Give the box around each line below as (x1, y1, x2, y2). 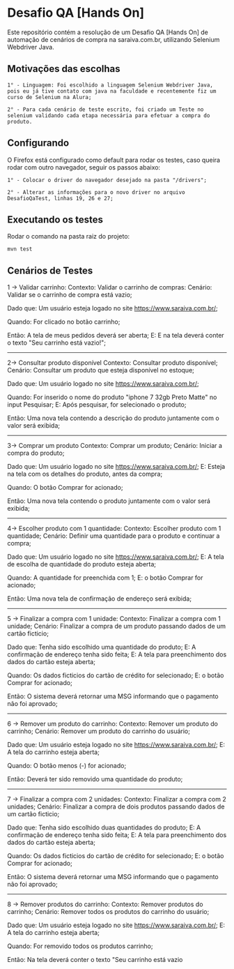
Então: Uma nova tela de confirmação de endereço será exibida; (7, 594, 192, 603)
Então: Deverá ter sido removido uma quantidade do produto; (7, 775, 183, 783)
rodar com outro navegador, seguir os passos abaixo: (7, 163, 161, 172)
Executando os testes (7, 213, 103, 225)
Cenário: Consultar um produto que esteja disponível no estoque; (7, 366, 195, 375)
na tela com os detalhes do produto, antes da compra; (7, 470, 163, 479)
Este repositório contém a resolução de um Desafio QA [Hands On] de (7, 28, 209, 36)
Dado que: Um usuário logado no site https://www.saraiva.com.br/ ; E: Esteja (7, 463, 226, 471)
